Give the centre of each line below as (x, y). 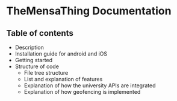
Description (29, 47)
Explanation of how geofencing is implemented (82, 92)
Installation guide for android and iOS (61, 54)
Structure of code (37, 66)
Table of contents (40, 33)
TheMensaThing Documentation (89, 11)
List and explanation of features (63, 79)
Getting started (34, 60)
